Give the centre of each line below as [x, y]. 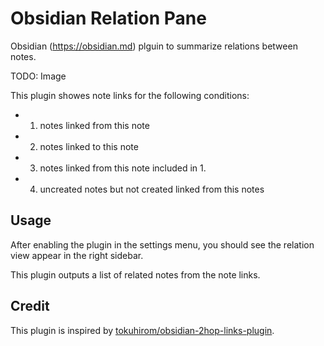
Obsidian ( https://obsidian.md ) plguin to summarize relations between [154, 46]
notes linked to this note [89, 146]
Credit [30, 306]
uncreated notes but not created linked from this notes [152, 189]
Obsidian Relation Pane [108, 18]
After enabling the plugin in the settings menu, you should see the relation [162, 244]
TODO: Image [38, 76]
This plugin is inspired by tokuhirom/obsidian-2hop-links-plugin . [142, 330]
